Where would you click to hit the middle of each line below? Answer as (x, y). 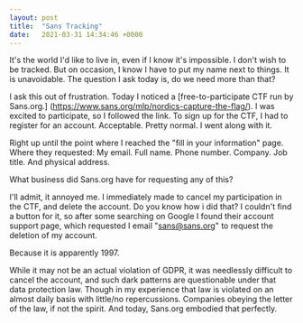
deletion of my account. (53, 235)
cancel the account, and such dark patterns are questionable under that (143, 280)
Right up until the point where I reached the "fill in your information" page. (147, 143)
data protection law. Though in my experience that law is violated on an (142, 290)
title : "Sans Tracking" (56, 26)
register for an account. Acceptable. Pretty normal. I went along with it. (141, 125)
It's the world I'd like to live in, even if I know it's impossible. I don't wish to (148, 60)
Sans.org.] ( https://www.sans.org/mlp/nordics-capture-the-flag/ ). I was (142, 106)
